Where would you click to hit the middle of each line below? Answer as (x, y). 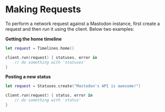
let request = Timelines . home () (40, 48)
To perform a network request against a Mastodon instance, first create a (83, 24)
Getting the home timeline (34, 39)
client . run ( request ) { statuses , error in (51, 57)
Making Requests (43, 9)
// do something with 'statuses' (50, 62)
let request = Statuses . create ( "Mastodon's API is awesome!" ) (73, 86)
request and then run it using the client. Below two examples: (70, 29)
